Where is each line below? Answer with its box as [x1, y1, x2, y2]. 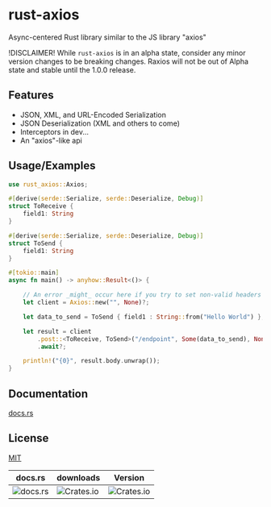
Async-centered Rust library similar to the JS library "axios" [8, 32, 207, 42]
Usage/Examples [8, 159, 96, 172]
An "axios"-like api [19, 135, 82, 145]
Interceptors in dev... [19, 127, 90, 136]
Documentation [8, 387, 89, 401]
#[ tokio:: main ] [8, 268, 60, 277]
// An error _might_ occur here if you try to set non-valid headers [23, 291, 262, 299]
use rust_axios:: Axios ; [8, 180, 89, 189]
